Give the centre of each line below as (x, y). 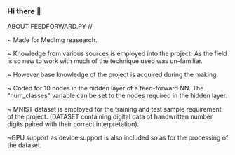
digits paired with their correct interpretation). (73, 124)
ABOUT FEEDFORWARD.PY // (50, 27)
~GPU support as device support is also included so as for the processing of (118, 138)
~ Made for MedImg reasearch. (52, 40)
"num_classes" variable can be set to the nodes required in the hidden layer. (117, 96)
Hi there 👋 (25, 11)
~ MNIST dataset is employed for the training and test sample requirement (115, 109)
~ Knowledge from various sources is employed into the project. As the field (117, 54)
